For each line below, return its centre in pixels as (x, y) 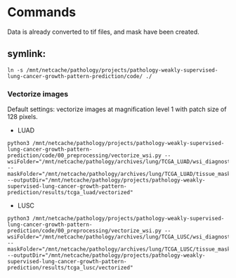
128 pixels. (23, 117)
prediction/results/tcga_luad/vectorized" (70, 193)
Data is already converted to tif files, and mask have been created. (104, 32)
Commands (42, 12)
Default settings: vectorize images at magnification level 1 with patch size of (117, 109)
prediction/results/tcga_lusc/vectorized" (70, 268)
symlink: (27, 54)
